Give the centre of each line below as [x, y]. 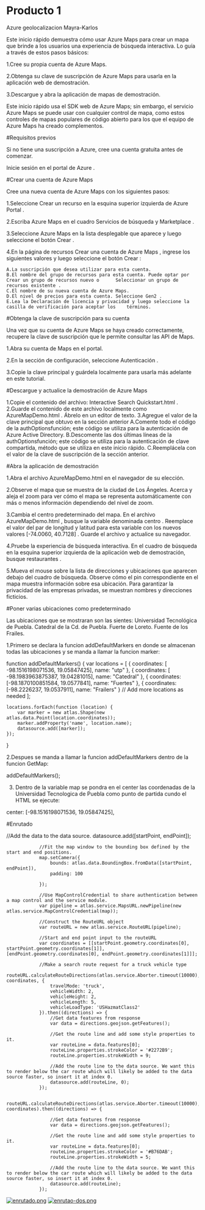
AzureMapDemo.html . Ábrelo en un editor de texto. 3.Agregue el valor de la [102, 415]
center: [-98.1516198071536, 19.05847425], [60, 812]
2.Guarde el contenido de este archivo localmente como [77, 409]
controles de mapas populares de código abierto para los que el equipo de [100, 119]
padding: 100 [67, 874]
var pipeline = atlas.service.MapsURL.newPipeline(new [110, 906]
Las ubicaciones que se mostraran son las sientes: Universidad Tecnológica [102, 620]
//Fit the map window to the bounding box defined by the [114, 847]
